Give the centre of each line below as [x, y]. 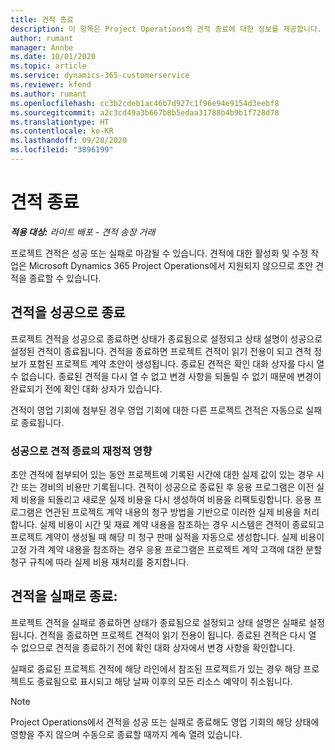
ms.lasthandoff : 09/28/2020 [69, 141]
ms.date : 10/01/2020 [53, 57]
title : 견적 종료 [42, 19]
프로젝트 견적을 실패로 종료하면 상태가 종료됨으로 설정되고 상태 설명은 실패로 [158, 622]
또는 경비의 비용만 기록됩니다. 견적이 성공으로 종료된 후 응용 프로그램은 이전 [167, 487]
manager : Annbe [42, 47]
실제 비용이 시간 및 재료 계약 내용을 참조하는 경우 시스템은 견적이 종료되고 [182, 524]
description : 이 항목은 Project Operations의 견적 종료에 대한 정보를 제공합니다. [166, 29]
